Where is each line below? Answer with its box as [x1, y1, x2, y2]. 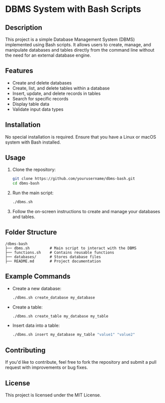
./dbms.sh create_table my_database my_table [12, 314, 108, 319]
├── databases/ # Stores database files [5, 254, 101, 259]
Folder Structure [5, 228, 57, 237]
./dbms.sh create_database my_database [12, 295, 95, 300]
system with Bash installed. [5, 139, 61, 145]
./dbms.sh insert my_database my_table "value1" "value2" [12, 332, 135, 337]
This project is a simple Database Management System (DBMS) [5, 36, 135, 42]
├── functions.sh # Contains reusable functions [5, 250, 114, 255]
